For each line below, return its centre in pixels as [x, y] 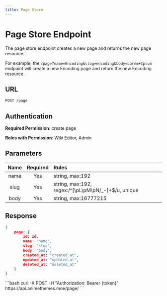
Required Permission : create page [41, 128]
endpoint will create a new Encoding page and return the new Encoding [78, 68]
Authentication [29, 116]
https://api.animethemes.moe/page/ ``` [45, 289]
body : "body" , [38, 251]
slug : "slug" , [38, 246]
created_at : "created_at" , [51, 255]
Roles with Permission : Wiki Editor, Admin [48, 138]
